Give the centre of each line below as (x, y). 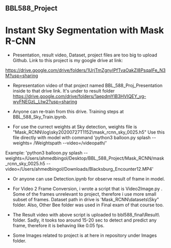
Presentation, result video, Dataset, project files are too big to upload (85, 55)
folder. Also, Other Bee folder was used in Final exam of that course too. (88, 205)
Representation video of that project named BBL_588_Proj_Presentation (88, 85)
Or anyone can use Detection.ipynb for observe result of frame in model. (89, 179)
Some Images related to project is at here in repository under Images (84, 235)
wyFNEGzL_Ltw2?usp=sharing (45, 102)
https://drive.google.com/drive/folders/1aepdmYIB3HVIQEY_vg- (79, 97)
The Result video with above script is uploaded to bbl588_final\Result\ (86, 215)
